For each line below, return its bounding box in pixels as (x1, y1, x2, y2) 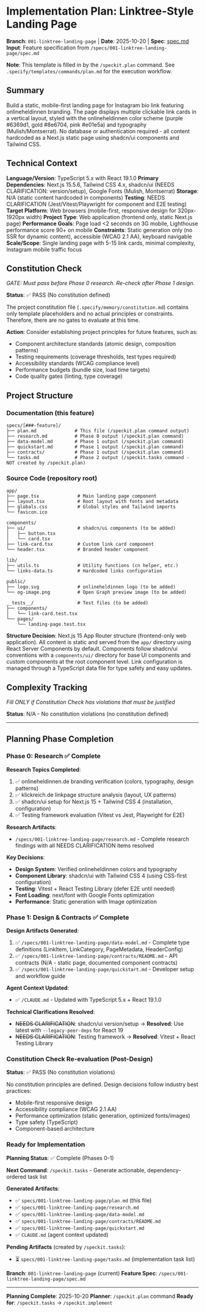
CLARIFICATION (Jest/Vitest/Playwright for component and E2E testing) (6, 200, 187, 208)
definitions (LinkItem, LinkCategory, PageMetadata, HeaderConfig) (15, 946, 184, 953)
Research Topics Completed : (6, 766, 81, 773)
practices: (6, 1087, 32, 1095)
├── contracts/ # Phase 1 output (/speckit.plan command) (6, 449, 184, 455)
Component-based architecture (15, 1125, 95, 1133)
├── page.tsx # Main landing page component (6, 493, 157, 499)
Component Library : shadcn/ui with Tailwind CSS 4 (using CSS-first (15, 872, 187, 879)
